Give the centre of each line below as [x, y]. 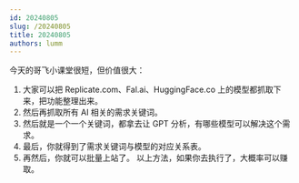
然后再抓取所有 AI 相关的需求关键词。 [93, 112]
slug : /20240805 [40, 26]
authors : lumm [36, 43]
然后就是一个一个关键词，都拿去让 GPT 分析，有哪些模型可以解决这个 [153, 124]
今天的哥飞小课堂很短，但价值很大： [77, 70]
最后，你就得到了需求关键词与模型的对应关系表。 [114, 147]
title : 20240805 [40, 35]
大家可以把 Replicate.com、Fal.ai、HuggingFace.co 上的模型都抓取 [148, 90]
